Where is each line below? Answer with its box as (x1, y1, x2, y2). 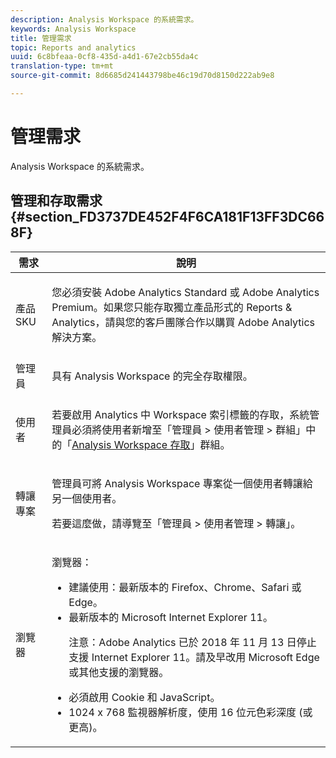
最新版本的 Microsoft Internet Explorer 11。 (68, 610, 273, 624)
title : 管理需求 (10, 33, 72, 43)
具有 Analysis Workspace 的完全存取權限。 (51, 369, 253, 383)
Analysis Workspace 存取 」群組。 (71, 437, 231, 451)
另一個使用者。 (51, 491, 123, 505)
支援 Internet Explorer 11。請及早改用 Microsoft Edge (68, 650, 320, 664)
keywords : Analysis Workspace (10, 24, 137, 34)
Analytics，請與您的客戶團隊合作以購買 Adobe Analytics (51, 315, 316, 329)
